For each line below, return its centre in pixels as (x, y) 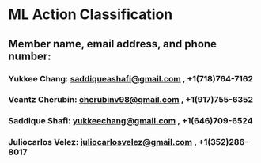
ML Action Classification (91, 15)
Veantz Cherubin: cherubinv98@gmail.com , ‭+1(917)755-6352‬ (131, 100)
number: (30, 56)
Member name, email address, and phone (113, 44)
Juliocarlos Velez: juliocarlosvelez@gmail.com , (102, 142)
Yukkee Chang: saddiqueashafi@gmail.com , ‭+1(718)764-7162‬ (131, 78)
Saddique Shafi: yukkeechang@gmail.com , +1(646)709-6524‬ (130, 121)
